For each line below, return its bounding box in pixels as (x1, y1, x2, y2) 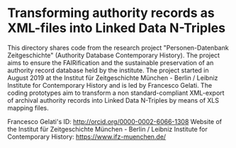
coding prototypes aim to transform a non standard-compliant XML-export (7, 89, 225, 97)
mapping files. (7, 103, 50, 112)
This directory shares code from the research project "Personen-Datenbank (7, 43, 229, 52)
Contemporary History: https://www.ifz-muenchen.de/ (7, 132, 167, 141)
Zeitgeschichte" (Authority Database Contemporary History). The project (7, 51, 220, 59)
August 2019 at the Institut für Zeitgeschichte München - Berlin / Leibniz (7, 73, 218, 82)
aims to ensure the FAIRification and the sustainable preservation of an (7, 58, 214, 67)
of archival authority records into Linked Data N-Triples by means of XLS (7, 96, 220, 104)
